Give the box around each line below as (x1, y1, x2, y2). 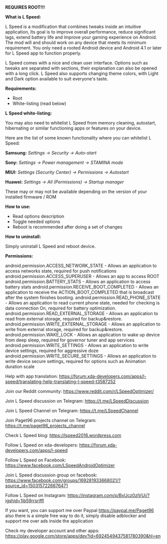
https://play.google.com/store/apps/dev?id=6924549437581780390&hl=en (5, 533, 161, 539)
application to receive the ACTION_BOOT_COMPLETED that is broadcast (5, 289, 154, 295)
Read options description (12, 213, 64, 219)
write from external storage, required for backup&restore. (5, 326, 123, 332)
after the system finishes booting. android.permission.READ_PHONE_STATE (5, 294, 161, 300)
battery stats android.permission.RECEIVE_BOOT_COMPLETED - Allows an (5, 284, 159, 289)
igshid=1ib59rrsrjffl (5, 497, 44, 503)
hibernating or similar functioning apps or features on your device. (5, 125, 142, 131)
